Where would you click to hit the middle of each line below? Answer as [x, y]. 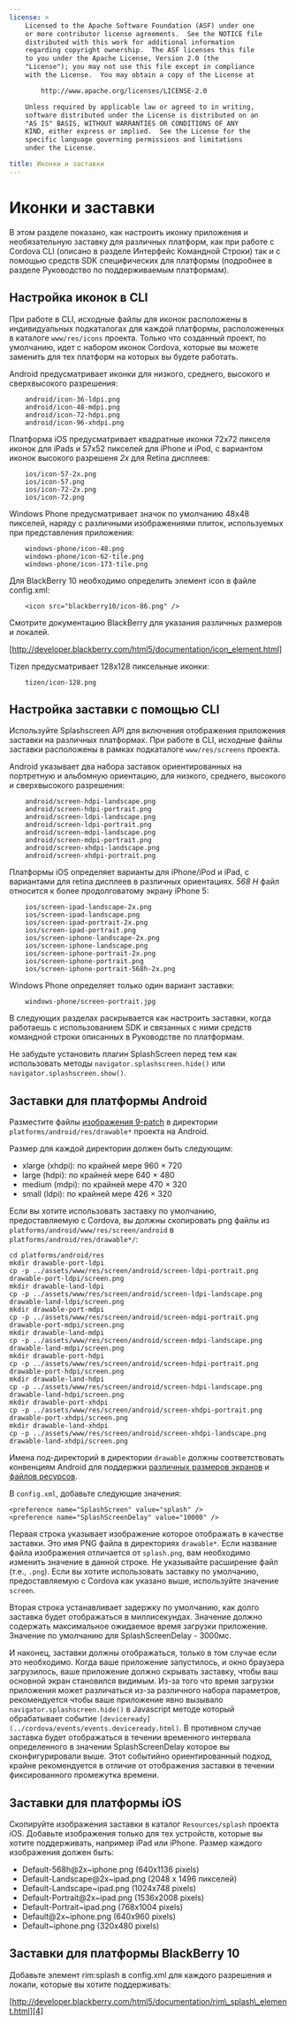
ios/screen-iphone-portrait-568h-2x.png [100, 970]
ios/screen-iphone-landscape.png [87, 946]
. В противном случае [220, 1728]
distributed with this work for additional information [130, 42]
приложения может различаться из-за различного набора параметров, [145, 1690]
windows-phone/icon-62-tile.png [84, 556]
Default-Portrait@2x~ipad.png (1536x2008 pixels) [113, 1897]
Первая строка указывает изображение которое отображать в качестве [147, 1534]
